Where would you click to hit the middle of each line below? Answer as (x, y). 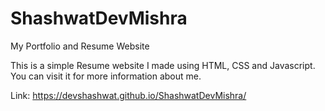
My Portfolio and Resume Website (80, 46)
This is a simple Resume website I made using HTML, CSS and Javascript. (163, 65)
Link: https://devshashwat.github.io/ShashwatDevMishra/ (128, 95)
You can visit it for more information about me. (106, 76)
